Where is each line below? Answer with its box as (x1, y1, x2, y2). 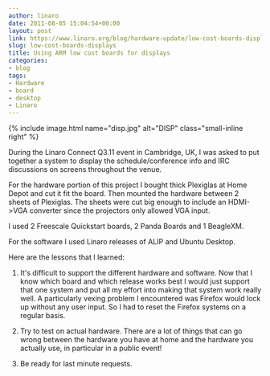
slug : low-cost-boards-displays (8, 42, 117, 50)
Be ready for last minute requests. (19, 359, 133, 369)
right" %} (8, 132, 39, 141)
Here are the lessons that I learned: (8, 252, 125, 262)
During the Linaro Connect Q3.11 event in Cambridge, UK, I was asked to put (8, 148, 260, 157)
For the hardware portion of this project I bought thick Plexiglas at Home (8, 180, 247, 190)
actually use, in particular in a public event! (19, 343, 162, 354)
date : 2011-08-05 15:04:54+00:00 (8, 19, 121, 27)
